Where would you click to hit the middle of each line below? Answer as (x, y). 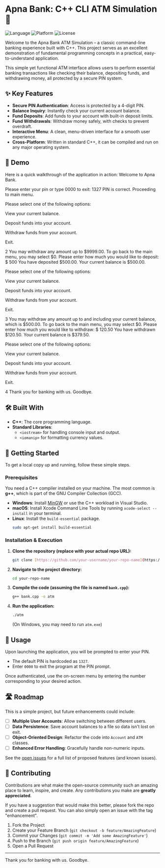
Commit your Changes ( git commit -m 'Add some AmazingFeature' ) (80, 835)
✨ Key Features (29, 94)
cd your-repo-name (31, 578)
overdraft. (22, 126)
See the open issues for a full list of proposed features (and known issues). (81, 758)
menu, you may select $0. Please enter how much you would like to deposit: (82, 257)
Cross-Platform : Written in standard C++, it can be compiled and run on (85, 142)
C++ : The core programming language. (52, 422)
